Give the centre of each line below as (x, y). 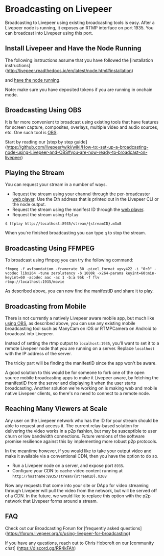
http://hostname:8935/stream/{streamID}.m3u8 (59, 476)
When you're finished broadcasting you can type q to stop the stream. (76, 233)
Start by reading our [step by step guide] (46, 142)
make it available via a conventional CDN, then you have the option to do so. (82, 456)
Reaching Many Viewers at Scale (56, 409)
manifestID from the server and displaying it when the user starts (70, 383)
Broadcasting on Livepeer (59, 9)
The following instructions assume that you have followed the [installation (79, 60)
